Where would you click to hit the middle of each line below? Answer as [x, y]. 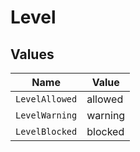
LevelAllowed [46, 99]
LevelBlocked [46, 131]
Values [32, 54]
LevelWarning [46, 115]
